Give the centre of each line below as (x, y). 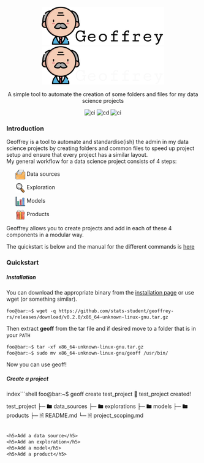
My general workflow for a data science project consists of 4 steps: (92, 161)
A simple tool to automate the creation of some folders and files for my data (103, 94)
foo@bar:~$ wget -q (31, 311)
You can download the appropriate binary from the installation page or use (100, 293)
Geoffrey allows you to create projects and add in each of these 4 (89, 228)
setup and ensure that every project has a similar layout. (77, 155)
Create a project (28, 378)
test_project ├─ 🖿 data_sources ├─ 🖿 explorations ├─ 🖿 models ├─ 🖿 (97, 406)
